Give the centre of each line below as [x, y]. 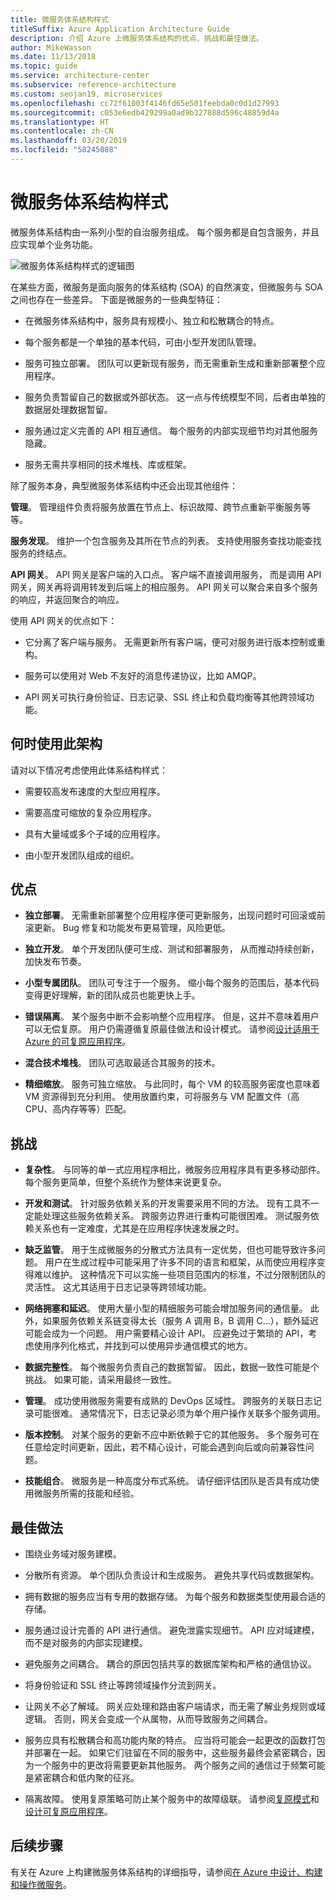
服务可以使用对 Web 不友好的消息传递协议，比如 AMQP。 [143, 675]
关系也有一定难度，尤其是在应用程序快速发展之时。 [139, 1228]
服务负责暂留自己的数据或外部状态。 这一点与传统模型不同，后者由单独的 [175, 397]
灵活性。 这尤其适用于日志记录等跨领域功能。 [118, 1287]
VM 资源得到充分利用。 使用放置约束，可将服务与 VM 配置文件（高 [162, 1097]
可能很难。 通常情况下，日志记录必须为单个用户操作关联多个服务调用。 [179, 1413]
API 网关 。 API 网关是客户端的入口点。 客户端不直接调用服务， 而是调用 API [166, 574]
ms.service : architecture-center [80, 76]
